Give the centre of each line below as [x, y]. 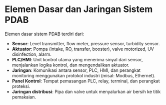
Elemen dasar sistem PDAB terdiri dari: [44, 34]
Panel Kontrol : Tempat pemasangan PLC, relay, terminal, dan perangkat [86, 81]
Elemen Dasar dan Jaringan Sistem [79, 9]
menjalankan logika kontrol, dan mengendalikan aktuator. [70, 65]
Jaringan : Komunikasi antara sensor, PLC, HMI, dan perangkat [76, 70]
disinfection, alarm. [32, 54]
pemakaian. [24, 97]
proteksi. [21, 86]
